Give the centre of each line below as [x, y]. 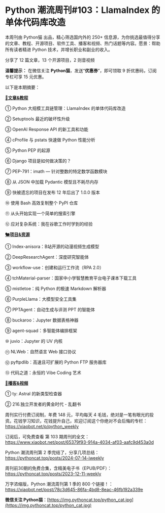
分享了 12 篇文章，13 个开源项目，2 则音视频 [50, 60]
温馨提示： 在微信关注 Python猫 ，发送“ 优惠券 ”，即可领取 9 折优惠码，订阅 [81, 70]
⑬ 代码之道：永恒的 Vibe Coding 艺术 [43, 373]
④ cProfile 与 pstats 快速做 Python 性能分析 [50, 140]
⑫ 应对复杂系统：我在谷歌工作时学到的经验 [49, 224]
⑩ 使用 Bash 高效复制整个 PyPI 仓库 [41, 203]
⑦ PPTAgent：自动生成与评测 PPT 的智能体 [50, 309]
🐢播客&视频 [17, 383]
